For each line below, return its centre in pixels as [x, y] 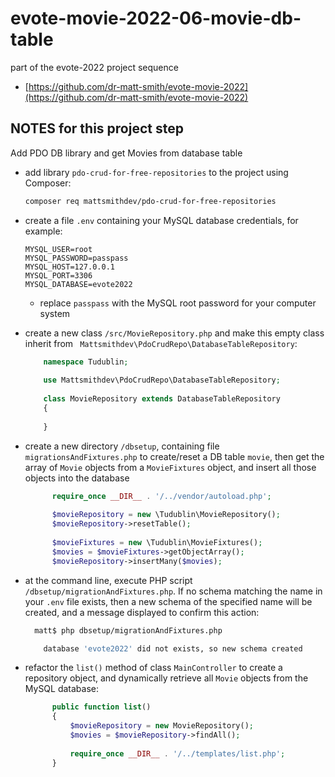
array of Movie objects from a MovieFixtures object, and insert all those [170, 467]
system [55, 313]
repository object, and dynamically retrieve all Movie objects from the [166, 678]
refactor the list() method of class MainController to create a [153, 668]
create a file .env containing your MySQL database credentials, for [161, 220]
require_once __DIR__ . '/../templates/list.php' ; [177, 753]
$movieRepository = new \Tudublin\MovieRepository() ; [166, 515]
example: [43, 231]
